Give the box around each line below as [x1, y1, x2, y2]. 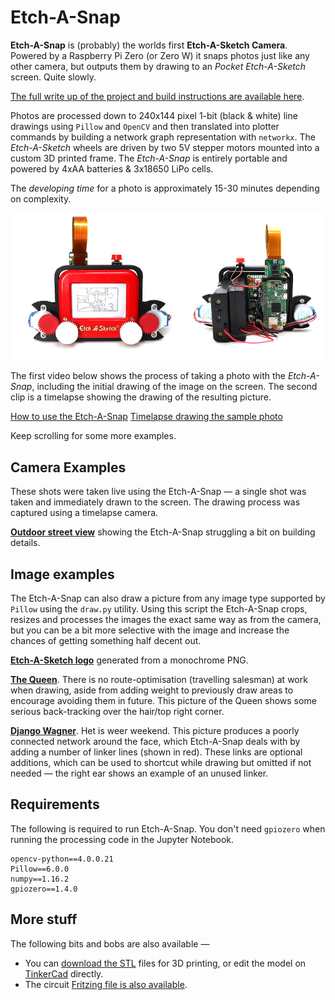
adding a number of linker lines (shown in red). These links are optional [10, 746, 303, 758]
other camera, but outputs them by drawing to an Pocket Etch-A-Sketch [10, 60, 307, 72]
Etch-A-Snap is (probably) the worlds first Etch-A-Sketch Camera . [10, 39, 288, 51]
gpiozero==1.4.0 [10, 884, 78, 894]
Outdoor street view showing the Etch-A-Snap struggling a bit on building [10, 526, 316, 538]
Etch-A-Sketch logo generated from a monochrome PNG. [10, 654, 249, 666]
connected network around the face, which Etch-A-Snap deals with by [10, 736, 301, 748]
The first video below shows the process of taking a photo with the [10, 370, 286, 382]
